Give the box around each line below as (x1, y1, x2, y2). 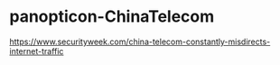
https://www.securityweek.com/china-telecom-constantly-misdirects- (9, 36, 271, 47)
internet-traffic (9, 45, 64, 56)
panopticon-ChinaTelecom (9, 6, 215, 27)
